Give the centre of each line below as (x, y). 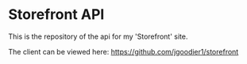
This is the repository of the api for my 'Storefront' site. (98, 36)
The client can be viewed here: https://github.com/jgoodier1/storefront (123, 51)
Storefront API (56, 15)
